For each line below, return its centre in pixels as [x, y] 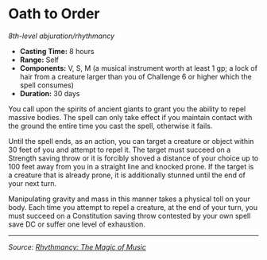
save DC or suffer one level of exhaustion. [77, 224]
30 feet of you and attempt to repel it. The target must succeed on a [120, 149]
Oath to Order [54, 14]
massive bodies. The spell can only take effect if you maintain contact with [130, 117]
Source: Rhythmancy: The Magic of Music [77, 246]
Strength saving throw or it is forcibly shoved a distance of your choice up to [133, 158]
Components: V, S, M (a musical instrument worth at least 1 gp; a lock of [139, 68]
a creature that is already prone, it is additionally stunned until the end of [127, 175]
